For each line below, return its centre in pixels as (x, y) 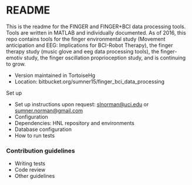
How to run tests (35, 135)
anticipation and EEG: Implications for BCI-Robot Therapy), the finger (90, 45)
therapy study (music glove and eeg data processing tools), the (83, 51)
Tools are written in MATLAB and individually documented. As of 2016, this (96, 32)
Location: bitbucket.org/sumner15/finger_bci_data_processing (90, 81)
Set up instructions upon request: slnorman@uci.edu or (82, 104)
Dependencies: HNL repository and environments (75, 123)
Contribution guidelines (41, 150)
